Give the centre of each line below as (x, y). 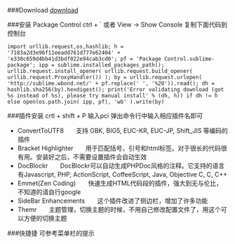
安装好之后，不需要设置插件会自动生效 (92, 157)
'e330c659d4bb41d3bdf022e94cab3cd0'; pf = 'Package (84, 59)
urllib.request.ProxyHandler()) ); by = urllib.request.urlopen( (105, 77)
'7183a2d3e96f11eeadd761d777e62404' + (64, 53)
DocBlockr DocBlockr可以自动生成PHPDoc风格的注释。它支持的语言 (121, 165)
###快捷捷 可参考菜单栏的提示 (51, 233)
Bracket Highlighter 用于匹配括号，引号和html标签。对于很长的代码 (119, 148)
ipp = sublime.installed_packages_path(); (101, 65)
